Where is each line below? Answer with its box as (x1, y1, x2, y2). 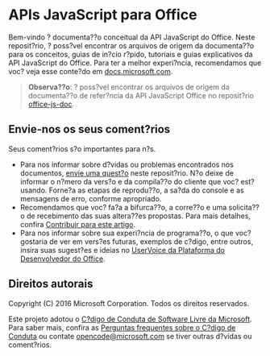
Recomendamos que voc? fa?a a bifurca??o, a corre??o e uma (19, 202, 227, 212)
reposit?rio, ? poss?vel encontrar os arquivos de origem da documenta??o (8, 40, 255, 50)
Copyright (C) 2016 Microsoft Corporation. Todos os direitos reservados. (8, 298, 250, 308)
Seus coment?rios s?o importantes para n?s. (8, 143, 156, 154)
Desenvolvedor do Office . (19, 254, 106, 263)
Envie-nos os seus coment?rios (8, 122, 171, 136)
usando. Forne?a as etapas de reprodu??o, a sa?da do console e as (19, 185, 244, 195)
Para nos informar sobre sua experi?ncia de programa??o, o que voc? (19, 228, 251, 238)
